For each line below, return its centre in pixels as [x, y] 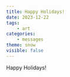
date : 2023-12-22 [28, 17]
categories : [21, 34]
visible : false [25, 51]
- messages [30, 39]
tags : [13, 23]
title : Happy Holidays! [36, 12]
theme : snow [21, 45]
